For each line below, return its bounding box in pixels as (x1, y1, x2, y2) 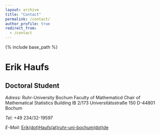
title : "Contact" (5, 12, 41, 17)
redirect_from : (5, 26, 37, 31)
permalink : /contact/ (5, 16, 50, 21)
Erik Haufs (5, 62, 49, 73)
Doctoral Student (5, 81, 59, 90)
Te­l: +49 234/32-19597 (5, 115, 53, 121)
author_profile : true (5, 21, 50, 26)
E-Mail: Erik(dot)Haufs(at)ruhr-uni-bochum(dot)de (5, 125, 109, 130)
